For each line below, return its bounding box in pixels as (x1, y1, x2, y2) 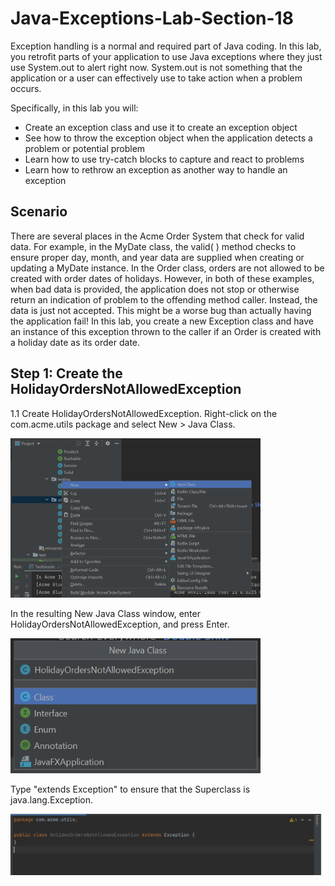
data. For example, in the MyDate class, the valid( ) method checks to (10, 240, 297, 252)
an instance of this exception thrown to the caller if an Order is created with (10, 325, 322, 337)
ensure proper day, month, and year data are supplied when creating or (10, 251, 305, 263)
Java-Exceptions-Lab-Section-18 (10, 7, 294, 30)
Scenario (10, 203, 68, 221)
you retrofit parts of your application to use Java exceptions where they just (10, 50, 323, 62)
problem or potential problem (24, 142, 146, 154)
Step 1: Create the (10, 365, 123, 382)
